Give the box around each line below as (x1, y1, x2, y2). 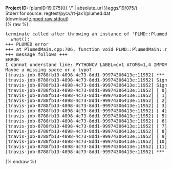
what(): (10, 36, 30, 42)
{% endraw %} (5, 159, 37, 164)
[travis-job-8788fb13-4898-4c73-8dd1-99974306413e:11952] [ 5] (5, 113, 167, 119)
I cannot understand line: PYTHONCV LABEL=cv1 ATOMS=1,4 (5, 62, 152, 68)
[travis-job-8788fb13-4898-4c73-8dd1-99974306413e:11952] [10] (5, 139, 167, 144)
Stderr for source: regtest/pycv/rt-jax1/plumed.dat (5, 10, 111, 16)
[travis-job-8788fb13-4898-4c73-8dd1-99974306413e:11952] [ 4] (5, 108, 167, 114)
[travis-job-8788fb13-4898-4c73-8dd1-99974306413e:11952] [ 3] (5, 103, 167, 109)
